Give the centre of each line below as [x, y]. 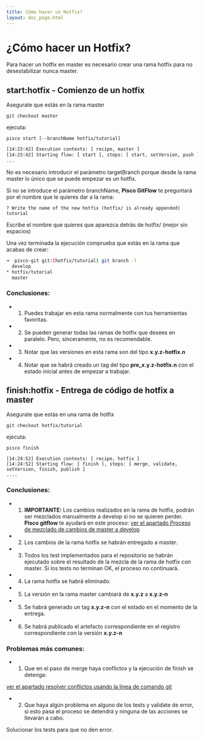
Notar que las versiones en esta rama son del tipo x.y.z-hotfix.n [105, 352]
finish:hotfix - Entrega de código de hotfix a [90, 391]
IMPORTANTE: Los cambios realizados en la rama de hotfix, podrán [109, 510]
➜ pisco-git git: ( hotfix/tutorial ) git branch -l [72, 260]
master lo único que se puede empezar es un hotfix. [71, 179]
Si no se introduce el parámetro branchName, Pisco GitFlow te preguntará [99, 190]
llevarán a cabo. [44, 718]
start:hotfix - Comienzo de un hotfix [76, 90]
